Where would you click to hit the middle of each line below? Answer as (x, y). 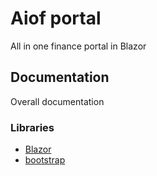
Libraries (32, 127)
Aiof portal (56, 18)
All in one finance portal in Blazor (78, 46)
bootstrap (45, 160)
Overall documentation (57, 101)
